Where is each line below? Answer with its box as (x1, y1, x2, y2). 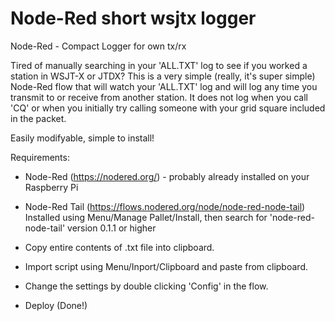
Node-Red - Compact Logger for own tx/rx (10, 40, 187, 52)
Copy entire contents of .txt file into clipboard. (24, 241, 215, 253)
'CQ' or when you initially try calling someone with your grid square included (10, 102, 326, 114)
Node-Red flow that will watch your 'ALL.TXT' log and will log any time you (10, 80, 318, 92)
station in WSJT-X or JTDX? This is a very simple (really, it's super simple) (10, 70, 316, 82)
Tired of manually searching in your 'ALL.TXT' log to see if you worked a (10, 59, 308, 71)
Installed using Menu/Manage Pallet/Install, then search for (24, 211, 268, 223)
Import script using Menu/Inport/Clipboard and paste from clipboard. (24, 260, 308, 272)
